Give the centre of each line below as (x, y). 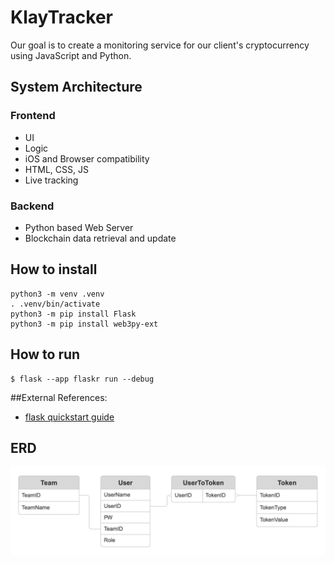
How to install (54, 269)
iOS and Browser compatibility (87, 158)
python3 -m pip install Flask (73, 314)
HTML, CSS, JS (56, 169)
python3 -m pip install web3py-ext (84, 324)
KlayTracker (61, 17)
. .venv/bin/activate (55, 304)
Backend (32, 206)
